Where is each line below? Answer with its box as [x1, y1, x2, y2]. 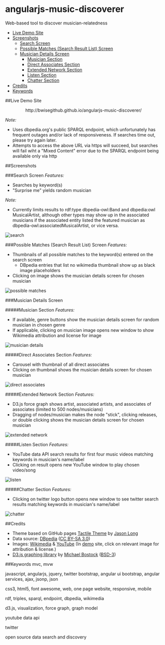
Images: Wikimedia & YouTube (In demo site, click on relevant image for [12, 541, 159, 547]
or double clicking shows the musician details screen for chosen [12, 417, 144, 423]
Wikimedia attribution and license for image [12, 332, 102, 338]
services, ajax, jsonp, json [5, 576, 58, 582]
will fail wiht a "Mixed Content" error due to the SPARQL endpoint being [12, 148, 159, 154]
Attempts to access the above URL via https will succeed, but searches [12, 142, 158, 148]
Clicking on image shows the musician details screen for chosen [12, 273, 144, 279]
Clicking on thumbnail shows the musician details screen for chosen [12, 366, 152, 372]
